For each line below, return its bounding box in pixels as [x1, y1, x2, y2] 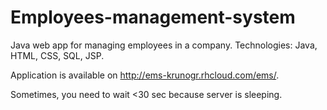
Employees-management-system [10, 6, 296, 29]
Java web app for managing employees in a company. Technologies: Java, [10, 39, 318, 51]
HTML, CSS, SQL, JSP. [10, 49, 105, 61]
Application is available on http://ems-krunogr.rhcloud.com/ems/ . [10, 69, 280, 81]
